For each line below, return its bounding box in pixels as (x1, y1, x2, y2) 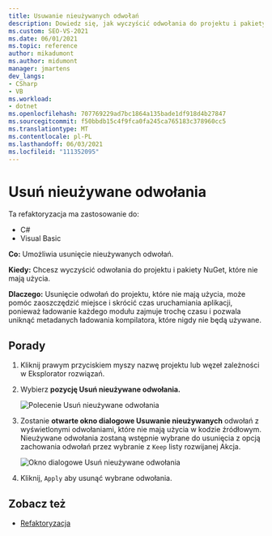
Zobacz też (8, 496, 66, 511)
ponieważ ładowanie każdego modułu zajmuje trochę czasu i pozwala (8, 307, 241, 316)
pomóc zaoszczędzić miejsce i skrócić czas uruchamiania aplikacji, (8, 298, 233, 308)
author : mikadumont (8, 49, 74, 58)
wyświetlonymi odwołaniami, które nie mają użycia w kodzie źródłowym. (19, 425, 261, 435)
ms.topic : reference (8, 42, 79, 50)
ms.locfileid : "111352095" (8, 148, 100, 156)
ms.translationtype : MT (8, 125, 89, 133)
